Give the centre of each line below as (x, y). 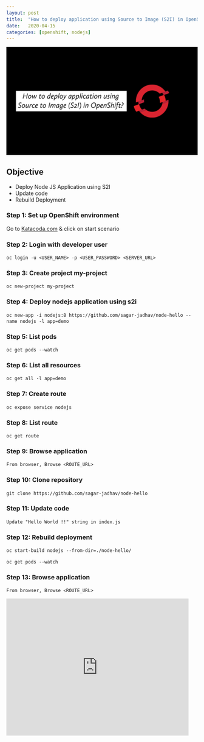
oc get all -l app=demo (36, 379)
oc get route (23, 436)
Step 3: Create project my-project (57, 273)
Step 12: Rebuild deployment (49, 537)
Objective (25, 172)
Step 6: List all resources (43, 365)
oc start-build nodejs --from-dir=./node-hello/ (69, 551)
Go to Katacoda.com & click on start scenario (63, 228)
